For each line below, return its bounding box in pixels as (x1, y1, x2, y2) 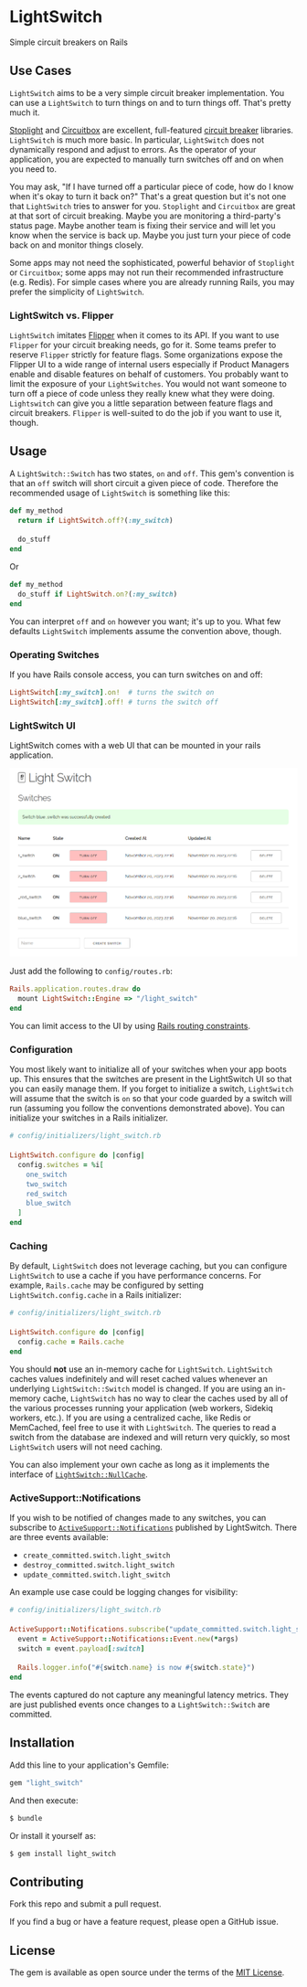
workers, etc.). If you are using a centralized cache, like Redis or (9, 1412, 251, 1423)
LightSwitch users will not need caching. (9, 1441, 163, 1452)
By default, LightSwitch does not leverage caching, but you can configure (9, 1260, 288, 1271)
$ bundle (9, 1813, 43, 1822)
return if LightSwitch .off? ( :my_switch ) (17, 515, 174, 525)
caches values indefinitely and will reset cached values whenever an (9, 1373, 268, 1384)
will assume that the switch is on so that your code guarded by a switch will (9, 1093, 292, 1104)
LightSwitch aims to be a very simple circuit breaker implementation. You (9, 87, 285, 98)
